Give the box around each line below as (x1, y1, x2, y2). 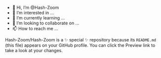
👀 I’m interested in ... (12, 10, 54, 16)
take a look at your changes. (5, 48, 63, 53)
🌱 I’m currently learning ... (12, 15, 65, 20)
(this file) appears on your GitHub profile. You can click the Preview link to (5, 42, 156, 48)
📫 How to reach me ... (12, 26, 58, 31)
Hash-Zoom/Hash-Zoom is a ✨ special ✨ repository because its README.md (5, 37, 157, 42)
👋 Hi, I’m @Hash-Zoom (12, 5, 59, 10)
